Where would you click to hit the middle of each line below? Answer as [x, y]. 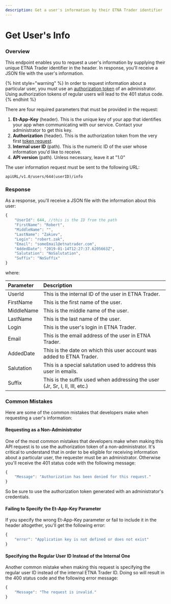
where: [13, 273]
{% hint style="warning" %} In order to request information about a [76, 83]
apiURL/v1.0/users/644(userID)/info [44, 177]
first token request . [33, 141]
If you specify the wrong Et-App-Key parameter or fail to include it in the [81, 520]
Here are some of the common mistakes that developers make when [77, 413]
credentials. [18, 497]
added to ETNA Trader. [70, 357]
